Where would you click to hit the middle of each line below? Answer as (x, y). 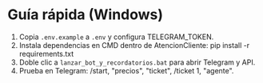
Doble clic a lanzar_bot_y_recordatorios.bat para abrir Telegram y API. (137, 62)
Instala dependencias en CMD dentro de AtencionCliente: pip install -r (134, 45)
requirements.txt (46, 53)
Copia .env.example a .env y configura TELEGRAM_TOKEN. (116, 37)
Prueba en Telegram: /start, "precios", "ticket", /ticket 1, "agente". (126, 70)
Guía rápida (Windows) (86, 15)
